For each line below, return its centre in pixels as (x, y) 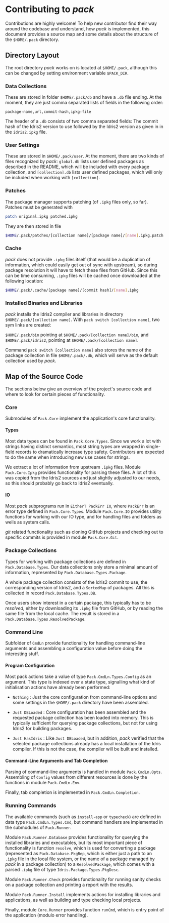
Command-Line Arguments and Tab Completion (57, 760)
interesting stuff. (22, 654)
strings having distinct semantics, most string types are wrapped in (75, 447)
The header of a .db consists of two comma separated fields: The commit (82, 121)
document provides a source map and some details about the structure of (82, 34)
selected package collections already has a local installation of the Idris (87, 744)
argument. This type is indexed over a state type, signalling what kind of (80, 682)
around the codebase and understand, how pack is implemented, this (77, 28)
